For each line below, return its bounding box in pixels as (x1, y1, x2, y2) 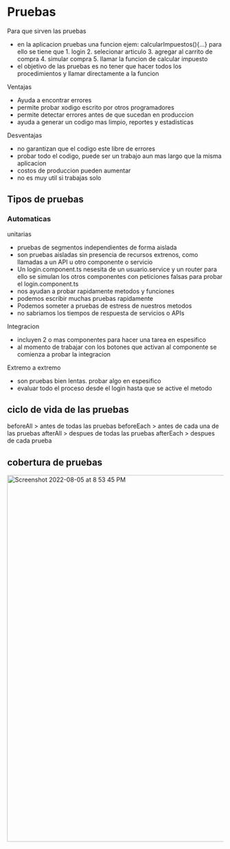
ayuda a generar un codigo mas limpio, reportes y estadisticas (16, 117, 194, 126)
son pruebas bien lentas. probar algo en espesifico (16, 376, 161, 385)
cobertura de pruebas (7, 456, 103, 468)
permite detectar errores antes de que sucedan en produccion (16, 111, 194, 119)
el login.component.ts (16, 280, 79, 288)
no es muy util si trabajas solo (16, 173, 102, 182)
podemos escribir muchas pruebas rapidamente (16, 294, 154, 302)
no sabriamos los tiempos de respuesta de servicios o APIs (16, 308, 185, 317)
